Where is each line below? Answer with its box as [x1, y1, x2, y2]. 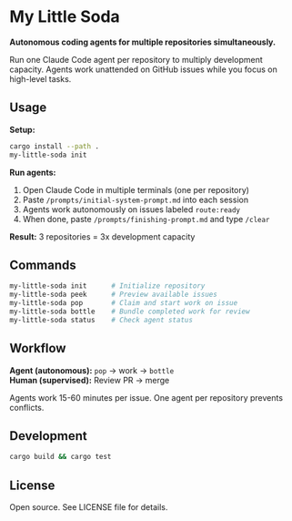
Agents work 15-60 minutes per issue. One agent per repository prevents [9, 392, 284, 403]
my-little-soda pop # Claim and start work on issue [9, 299, 238, 308]
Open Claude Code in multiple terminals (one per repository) [22, 184, 250, 195]
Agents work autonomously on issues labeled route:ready [22, 203, 241, 215]
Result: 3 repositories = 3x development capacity [9, 230, 196, 242]
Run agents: [9, 167, 56, 178]
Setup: [9, 124, 35, 135]
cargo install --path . [9, 141, 100, 151]
